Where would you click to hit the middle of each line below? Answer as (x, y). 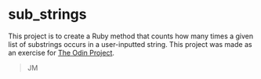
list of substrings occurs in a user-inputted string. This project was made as (130, 44)
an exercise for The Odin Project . (62, 52)
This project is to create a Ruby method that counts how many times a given (131, 36)
